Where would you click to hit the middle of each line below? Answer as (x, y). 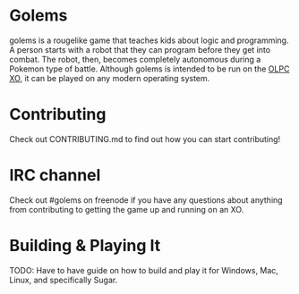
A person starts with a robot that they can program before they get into (140, 49)
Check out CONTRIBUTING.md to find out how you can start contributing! (145, 139)
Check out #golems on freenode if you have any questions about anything (146, 200)
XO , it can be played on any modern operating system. (110, 78)
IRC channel (55, 176)
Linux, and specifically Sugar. (64, 280)
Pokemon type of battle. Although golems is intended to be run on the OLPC (149, 69)
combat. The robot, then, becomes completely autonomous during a (135, 59)
